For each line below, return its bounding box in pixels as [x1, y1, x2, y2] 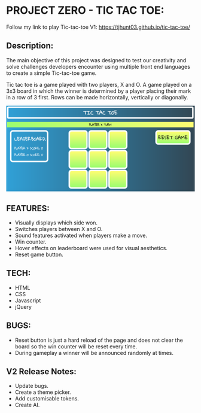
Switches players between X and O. [14, 225, 103, 232]
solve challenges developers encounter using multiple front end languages [6, 63, 190, 70]
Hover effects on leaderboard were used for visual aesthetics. [14, 244, 167, 251]
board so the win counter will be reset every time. [14, 342, 138, 350]
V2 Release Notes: [6, 366, 77, 376]
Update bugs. [14, 382, 49, 390]
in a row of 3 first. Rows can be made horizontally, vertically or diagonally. [6, 93, 188, 101]
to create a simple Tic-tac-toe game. [6, 69, 97, 77]
